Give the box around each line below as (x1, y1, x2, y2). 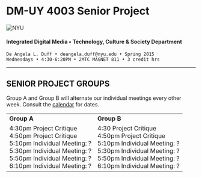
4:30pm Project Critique (9, 124, 78, 132)
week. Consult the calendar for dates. (6, 100, 100, 108)
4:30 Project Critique (97, 124, 157, 132)
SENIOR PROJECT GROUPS (6, 78, 110, 88)
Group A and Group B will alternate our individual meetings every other (6, 94, 182, 102)
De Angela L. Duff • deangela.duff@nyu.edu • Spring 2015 (6, 51, 155, 58)
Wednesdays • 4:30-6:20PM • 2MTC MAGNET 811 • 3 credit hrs (6, 57, 161, 63)
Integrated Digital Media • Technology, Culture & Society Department (6, 38, 182, 45)
